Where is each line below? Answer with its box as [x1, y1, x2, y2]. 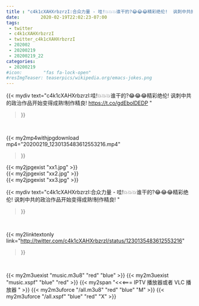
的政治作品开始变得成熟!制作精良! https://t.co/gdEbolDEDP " [6, 99, 152, 107]
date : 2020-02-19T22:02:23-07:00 [6, 14, 108, 20]
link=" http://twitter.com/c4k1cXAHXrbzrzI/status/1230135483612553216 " [6, 237, 185, 244]
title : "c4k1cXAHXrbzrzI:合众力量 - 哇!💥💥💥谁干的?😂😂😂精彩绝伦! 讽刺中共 [6, 8, 191, 15]
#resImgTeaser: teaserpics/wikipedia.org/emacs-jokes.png [6, 75, 152, 81]
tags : [6, 20, 20, 26]
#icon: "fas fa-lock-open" [6, 70, 92, 75]
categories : [6, 58, 36, 64]
